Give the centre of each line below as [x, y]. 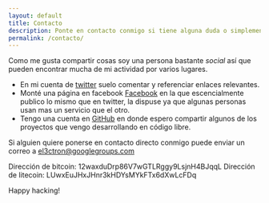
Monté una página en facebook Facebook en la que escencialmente [132, 94]
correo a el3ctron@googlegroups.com [71, 151]
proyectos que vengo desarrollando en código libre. [105, 127]
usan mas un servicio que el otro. [75, 110]
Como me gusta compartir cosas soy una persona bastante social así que [130, 61]
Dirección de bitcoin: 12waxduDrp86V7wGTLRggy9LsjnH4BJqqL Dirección [132, 167]
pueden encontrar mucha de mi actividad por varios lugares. [108, 70]
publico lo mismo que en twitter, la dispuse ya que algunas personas [133, 101]
